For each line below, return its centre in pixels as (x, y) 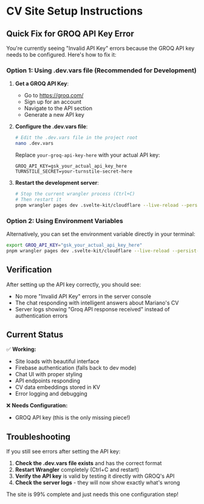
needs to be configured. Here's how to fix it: (61, 55)
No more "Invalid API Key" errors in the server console (83, 296)
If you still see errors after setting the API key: (63, 452)
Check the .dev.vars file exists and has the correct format (88, 463)
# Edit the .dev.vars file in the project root (76, 138)
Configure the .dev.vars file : (51, 126)
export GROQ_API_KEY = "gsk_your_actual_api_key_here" (74, 245)
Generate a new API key (54, 115)
